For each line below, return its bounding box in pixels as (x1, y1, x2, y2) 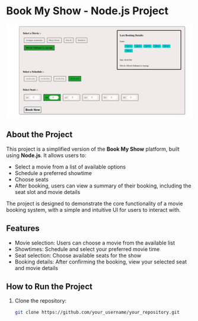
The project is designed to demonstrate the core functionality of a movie (6, 200, 183, 207)
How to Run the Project (6, 281, 93, 291)
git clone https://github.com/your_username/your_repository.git (14, 310, 180, 316)
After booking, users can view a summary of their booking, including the (14, 182, 191, 189)
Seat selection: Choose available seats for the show (14, 252, 141, 259)
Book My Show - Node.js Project (6, 4, 169, 18)
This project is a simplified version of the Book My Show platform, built (6, 145, 180, 152)
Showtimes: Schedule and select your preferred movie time (14, 245, 160, 253)
